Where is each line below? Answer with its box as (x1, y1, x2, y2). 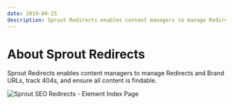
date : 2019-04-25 (7, 10, 58, 17)
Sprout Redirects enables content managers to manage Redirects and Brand (7, 69, 225, 77)
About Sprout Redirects (7, 46, 146, 62)
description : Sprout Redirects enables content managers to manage (7, 17, 207, 23)
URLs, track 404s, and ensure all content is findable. (7, 77, 157, 85)
